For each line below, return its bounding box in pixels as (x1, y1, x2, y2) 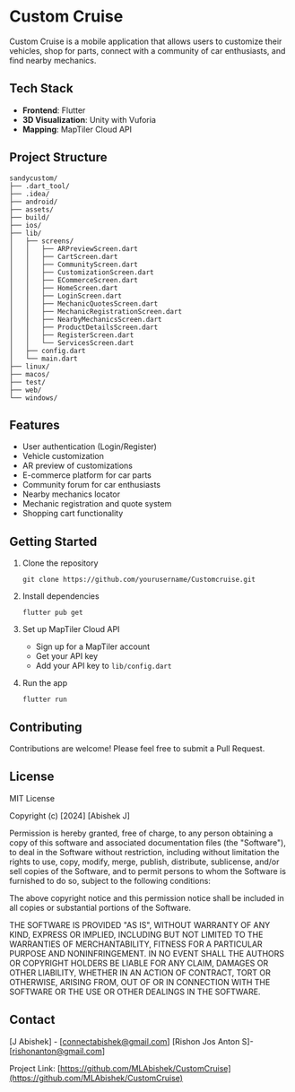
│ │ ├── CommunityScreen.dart (9, 260, 139, 269)
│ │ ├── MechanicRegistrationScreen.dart (9, 307, 182, 316)
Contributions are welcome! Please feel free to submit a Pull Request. (9, 743, 265, 754)
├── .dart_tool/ (9, 181, 70, 190)
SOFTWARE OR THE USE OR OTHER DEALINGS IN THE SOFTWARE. (9, 986, 261, 997)
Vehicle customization (22, 451, 105, 462)
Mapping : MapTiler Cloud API (22, 124, 133, 134)
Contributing (9, 719, 82, 734)
